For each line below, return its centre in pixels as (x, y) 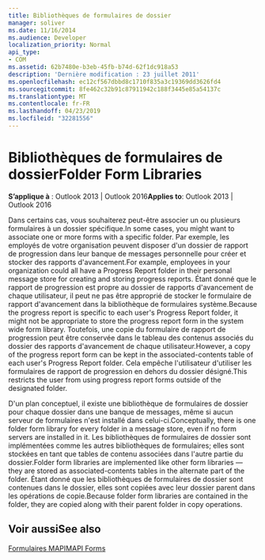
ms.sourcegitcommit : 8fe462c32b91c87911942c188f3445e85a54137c (115, 89)
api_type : (25, 52)
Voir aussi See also (55, 530)
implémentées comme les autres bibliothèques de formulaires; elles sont (127, 445)
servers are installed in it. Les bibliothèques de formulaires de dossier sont (130, 437)
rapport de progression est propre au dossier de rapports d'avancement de (131, 287)
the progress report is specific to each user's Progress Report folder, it (123, 312)
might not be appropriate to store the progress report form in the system (126, 320)
